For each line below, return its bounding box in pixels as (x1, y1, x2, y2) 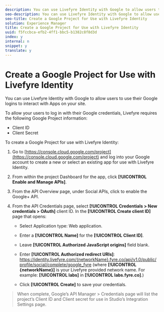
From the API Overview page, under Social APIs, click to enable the (12, 188, 147, 194)
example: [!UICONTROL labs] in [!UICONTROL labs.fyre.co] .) (19, 272, 144, 278)
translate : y (5, 48, 32, 53)
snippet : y (5, 43, 27, 48)
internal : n (5, 39, 29, 44)
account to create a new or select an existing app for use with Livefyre (12, 159, 154, 165)
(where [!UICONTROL (92, 262, 137, 268)
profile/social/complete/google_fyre (19, 262, 92, 268)
